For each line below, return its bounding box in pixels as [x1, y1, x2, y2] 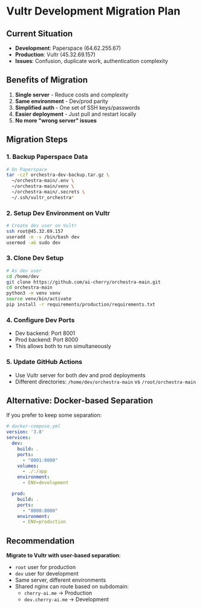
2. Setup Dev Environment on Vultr [6, 209, 111, 217]
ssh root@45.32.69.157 [6, 228, 64, 234]
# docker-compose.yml [6, 423, 61, 429]
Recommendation [6, 536, 74, 546]
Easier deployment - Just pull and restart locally [15, 110, 137, 118]
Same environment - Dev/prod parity [15, 97, 109, 104]
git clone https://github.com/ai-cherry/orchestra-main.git [6, 279, 161, 285]
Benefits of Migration [6, 75, 88, 86]
